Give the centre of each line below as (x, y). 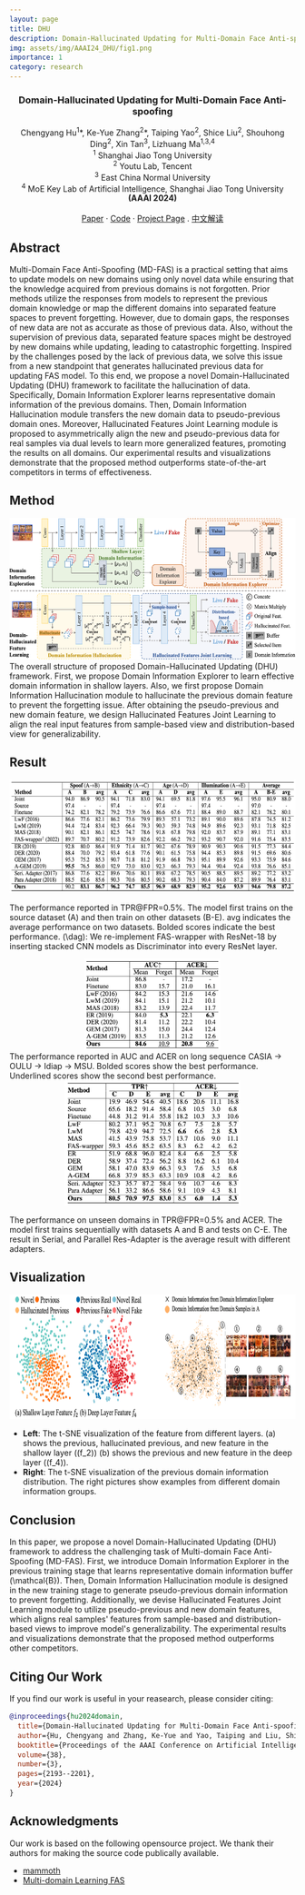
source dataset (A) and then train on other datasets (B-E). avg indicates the (150, 917)
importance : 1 (36, 58)
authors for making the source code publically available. (114, 1852)
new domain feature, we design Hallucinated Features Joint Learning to (143, 714)
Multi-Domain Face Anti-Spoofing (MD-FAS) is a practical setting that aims (149, 270)
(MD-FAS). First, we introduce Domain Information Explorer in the (167, 1562)
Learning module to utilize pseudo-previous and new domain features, (141, 1610)
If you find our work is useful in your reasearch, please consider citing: (142, 1699)
